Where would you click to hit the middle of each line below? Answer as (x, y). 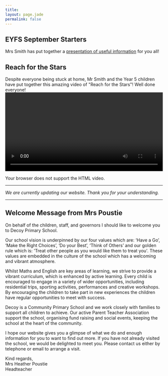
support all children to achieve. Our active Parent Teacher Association (77, 312)
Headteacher (19, 369)
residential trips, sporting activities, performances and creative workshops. (82, 287)
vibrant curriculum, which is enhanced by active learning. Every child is (79, 276)
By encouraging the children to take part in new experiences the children (80, 292)
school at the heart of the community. (44, 323)
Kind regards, (19, 358)
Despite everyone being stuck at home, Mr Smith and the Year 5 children (80, 79)
